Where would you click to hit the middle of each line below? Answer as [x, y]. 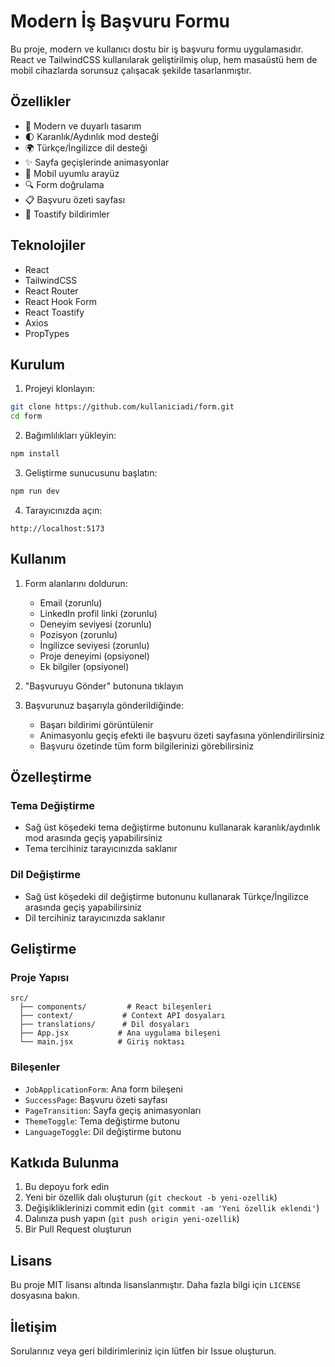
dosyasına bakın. [45, 1296]
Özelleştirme [51, 777]
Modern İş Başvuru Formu [120, 21]
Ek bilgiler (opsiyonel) [84, 666]
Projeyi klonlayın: [59, 389]
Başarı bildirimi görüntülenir [96, 724]
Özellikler [41, 101]
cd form [26, 416]
